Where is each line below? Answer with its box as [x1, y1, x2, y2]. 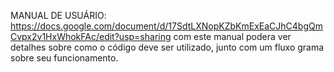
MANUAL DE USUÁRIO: [10, 10, 107, 21]
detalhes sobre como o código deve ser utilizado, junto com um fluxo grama [10, 41, 325, 53]
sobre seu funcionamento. [10, 52, 119, 64]
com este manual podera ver [173, 31, 292, 42]
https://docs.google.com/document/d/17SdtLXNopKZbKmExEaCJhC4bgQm [10, 20, 323, 32]
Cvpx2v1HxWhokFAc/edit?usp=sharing [10, 31, 172, 42]
